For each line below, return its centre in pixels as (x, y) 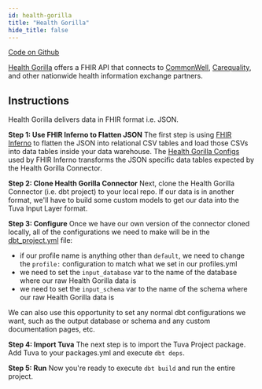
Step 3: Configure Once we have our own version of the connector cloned (129, 224)
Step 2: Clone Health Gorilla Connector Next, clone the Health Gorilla (121, 183)
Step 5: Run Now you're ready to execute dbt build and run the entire (122, 368)
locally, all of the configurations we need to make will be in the (109, 232)
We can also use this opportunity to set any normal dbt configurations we (127, 313)
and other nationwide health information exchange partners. (105, 76)
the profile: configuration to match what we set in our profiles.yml (128, 264)
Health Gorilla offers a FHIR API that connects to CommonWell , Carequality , (130, 68)
